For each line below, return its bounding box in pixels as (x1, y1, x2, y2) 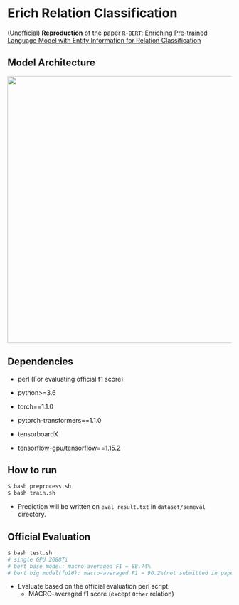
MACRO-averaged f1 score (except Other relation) (28, 589, 174, 599)
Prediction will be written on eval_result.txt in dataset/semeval (17, 503, 206, 511)
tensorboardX (17, 429, 59, 438)
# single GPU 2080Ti (7, 556, 69, 563)
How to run (7, 464, 58, 476)
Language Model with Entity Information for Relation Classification (7, 36, 201, 44)
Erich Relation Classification (7, 5, 178, 21)
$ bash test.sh (7, 549, 53, 557)
